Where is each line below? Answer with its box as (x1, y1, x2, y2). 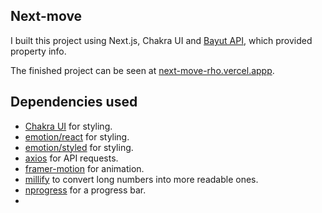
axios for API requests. (24, 152, 119, 164)
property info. (10, 45, 67, 57)
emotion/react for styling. (24, 130, 130, 143)
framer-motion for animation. (24, 162, 145, 174)
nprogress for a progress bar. (24, 184, 147, 196)
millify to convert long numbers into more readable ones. (24, 173, 259, 185)
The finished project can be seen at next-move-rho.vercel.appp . (10, 64, 275, 76)
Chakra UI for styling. (24, 120, 113, 132)
